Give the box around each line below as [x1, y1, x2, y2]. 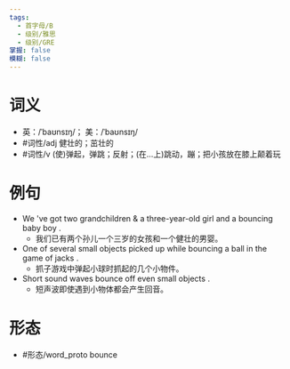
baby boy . [21, 222, 62, 233]
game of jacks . [21, 253, 79, 263]
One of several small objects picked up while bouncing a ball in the [21, 243, 268, 253]
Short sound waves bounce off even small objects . [21, 273, 211, 284]
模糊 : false [9, 54, 51, 63]
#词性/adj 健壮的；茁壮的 [21, 137, 114, 148]
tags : [9, 12, 29, 22]
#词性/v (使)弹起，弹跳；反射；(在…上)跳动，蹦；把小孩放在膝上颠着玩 [21, 148, 282, 159]
